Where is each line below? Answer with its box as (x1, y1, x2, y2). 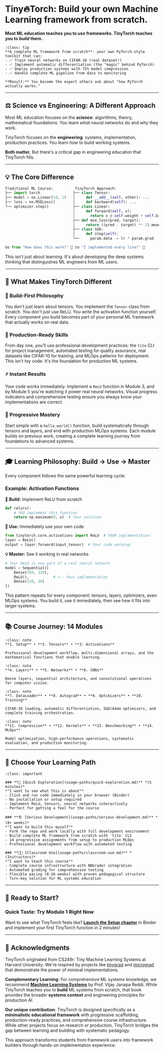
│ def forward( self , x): (72, 209, 132, 213)
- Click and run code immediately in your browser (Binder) (5, 793, 130, 797)
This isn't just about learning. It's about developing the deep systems (5, 254, 144, 259)
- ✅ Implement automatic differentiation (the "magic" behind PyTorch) (5, 62, 155, 67)
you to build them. (5, 35, 43, 41)
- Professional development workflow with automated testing (5, 842, 132, 846)
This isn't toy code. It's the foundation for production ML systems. (5, 358, 138, 364)
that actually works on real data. (5, 319, 70, 325)
